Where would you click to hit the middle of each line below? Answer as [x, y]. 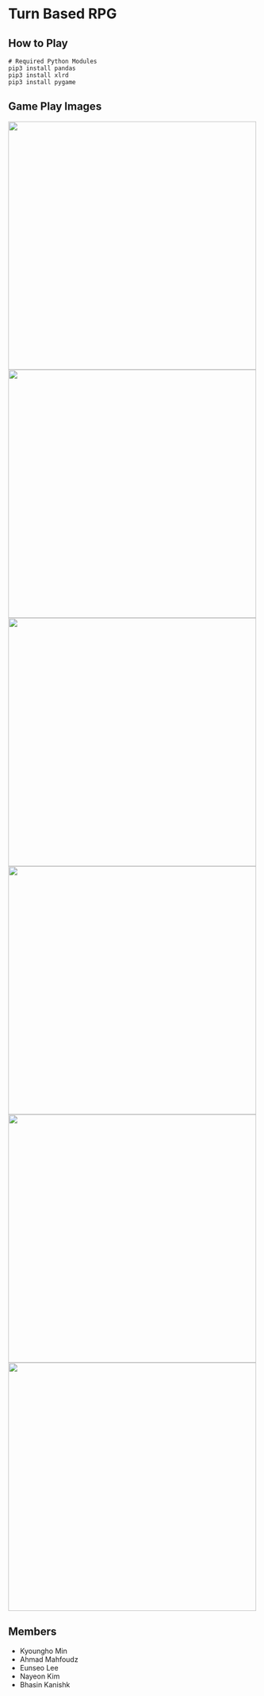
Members [33, 1632]
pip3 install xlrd [38, 75]
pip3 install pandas [42, 68]
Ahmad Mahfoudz [49, 1659]
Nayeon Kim [40, 1676]
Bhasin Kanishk [45, 1684]
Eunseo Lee [39, 1667]
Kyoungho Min [43, 1651]
